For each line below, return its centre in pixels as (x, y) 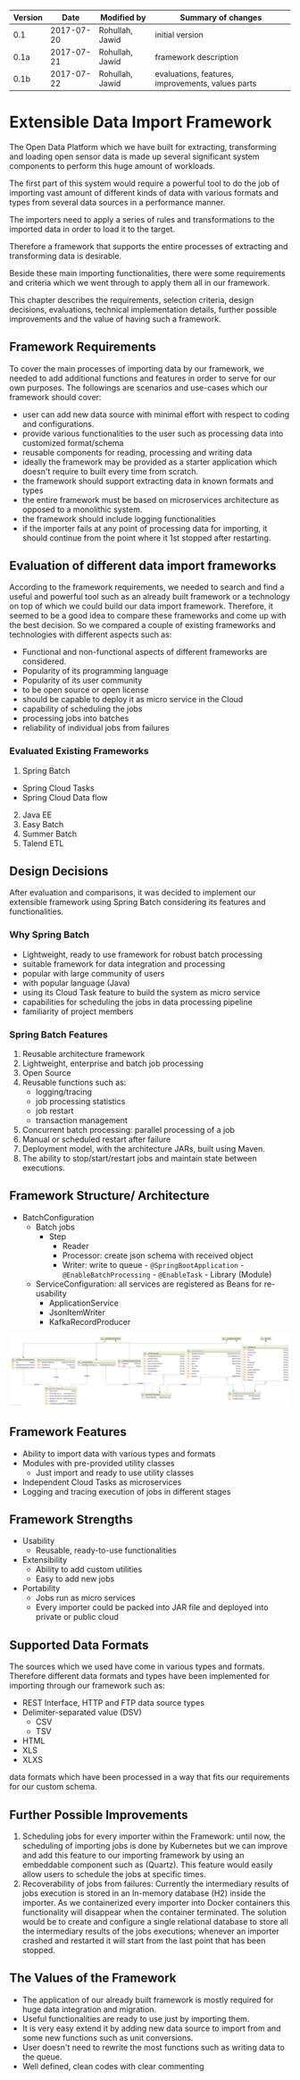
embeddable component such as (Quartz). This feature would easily (147, 1865)
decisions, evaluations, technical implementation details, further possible (143, 309)
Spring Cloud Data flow (65, 797)
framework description (197, 57)
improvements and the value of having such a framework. (115, 319)
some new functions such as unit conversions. (108, 2037)
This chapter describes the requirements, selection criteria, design (132, 299)
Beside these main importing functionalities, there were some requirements (147, 273)
